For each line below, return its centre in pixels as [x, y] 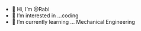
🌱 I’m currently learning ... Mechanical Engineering [73, 22]
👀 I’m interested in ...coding [45, 15]
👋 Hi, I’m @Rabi [31, 9]
